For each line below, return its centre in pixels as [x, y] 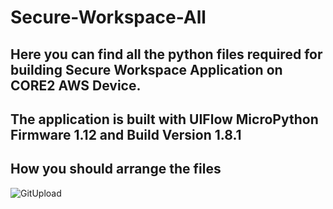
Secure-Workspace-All [108, 17]
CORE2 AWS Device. [76, 85]
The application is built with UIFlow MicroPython [164, 119]
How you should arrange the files [116, 169]
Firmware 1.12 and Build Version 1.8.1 [126, 134]
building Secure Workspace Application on [146, 69]
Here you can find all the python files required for [166, 54]
